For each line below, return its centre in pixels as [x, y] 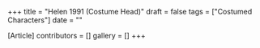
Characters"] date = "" [45, 20]
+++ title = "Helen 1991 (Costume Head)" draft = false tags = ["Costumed [130, 12]
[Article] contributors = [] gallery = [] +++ [77, 36]
